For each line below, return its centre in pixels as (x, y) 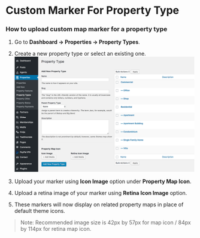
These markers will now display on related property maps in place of (99, 205)
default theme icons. (40, 211)
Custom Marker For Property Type (93, 10)
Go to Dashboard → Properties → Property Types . (77, 42)
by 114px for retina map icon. (56, 229)
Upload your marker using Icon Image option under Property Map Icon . (103, 181)
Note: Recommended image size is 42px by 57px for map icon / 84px (105, 222)
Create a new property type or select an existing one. (80, 54)
